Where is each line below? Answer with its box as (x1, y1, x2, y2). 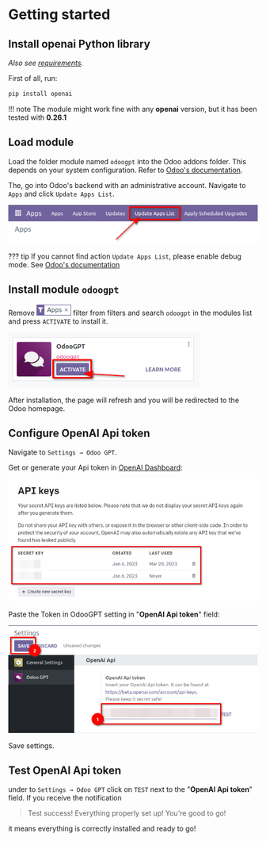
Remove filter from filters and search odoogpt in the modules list (8, 308, 253, 317)
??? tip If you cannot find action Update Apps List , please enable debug (8, 252, 241, 261)
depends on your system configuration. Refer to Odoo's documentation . (8, 165, 243, 175)
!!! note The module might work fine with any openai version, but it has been (8, 104, 257, 113)
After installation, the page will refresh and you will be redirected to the (8, 395, 240, 405)
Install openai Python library (8, 37, 150, 51)
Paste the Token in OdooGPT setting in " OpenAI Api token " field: (8, 609, 220, 620)
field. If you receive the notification (8, 793, 122, 803)
